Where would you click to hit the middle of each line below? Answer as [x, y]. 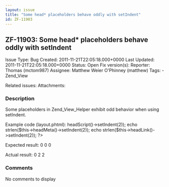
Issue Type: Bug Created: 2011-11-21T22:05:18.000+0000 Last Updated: [80, 60]
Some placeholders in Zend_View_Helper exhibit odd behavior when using [82, 109]
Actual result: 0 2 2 [25, 155]
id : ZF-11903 [19, 19]
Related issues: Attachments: [35, 86]
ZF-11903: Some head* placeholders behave [77, 40]
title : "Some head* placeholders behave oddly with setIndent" [73, 15]
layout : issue [20, 10]
